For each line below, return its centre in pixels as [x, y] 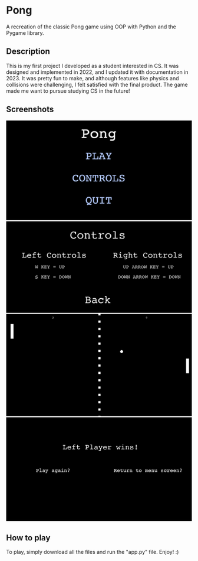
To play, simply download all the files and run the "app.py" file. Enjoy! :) [93, 552]
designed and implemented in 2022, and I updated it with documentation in [97, 72]
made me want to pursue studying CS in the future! [68, 91]
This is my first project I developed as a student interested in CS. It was [93, 66]
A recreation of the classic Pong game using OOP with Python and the [91, 27]
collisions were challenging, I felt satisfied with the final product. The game [97, 84]
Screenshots [30, 110]
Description [28, 52]
